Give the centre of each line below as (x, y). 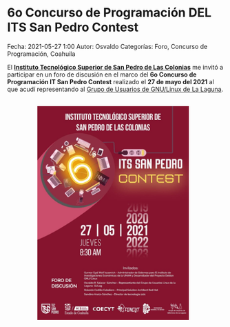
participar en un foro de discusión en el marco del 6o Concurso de (102, 75)
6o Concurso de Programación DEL (109, 13)
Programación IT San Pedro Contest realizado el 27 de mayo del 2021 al (111, 81)
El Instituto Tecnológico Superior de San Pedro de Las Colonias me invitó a (115, 67)
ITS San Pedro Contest (73, 27)
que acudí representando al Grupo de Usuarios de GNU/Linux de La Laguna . (115, 89)
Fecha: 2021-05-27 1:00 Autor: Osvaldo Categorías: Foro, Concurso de (107, 46)
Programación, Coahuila (41, 54)
